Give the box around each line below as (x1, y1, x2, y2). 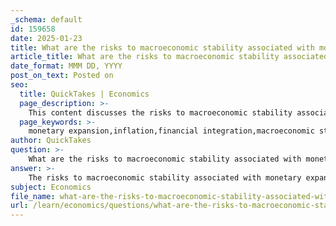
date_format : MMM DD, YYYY (10, 61, 123, 71)
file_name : (10, 191, 56, 201)
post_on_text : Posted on (10, 71, 114, 81)
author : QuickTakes (10, 136, 92, 146)
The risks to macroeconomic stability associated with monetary (28, 172, 302, 183)
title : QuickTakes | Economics (19, 89, 150, 99)
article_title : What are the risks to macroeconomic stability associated (10, 52, 329, 62)
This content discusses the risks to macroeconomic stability (28, 107, 293, 118)
